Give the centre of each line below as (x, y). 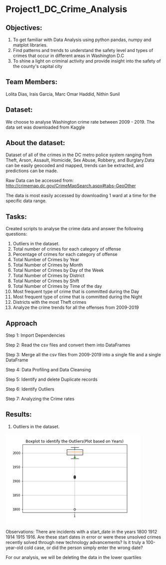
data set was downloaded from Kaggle (45, 127)
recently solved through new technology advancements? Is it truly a (75, 542)
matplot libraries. (30, 45)
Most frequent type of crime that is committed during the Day (76, 292)
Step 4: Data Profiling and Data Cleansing (48, 370)
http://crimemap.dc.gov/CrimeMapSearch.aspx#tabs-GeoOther (71, 186)
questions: (16, 234)
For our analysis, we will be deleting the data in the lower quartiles (74, 557)
